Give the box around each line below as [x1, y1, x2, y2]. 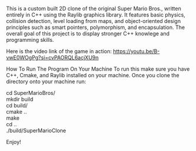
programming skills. [6, 37, 54, 43]
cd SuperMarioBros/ [6, 90, 55, 96]
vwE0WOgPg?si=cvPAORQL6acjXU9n [6, 54, 99, 61]
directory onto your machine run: [6, 78, 87, 85]
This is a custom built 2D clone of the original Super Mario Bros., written [6, 5, 181, 12]
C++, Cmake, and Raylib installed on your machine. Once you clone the [6, 72, 179, 78]
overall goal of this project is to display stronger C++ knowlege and [6, 30, 170, 37]
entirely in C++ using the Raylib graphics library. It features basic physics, [6, 11, 186, 18]
